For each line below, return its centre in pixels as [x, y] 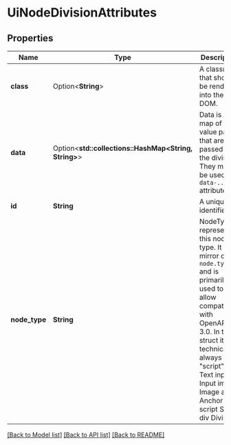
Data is [210, 115]
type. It [210, 247]
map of [210, 123]
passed [211, 149]
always [210, 358]
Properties [30, 38]
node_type [29, 320]
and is [209, 271]
